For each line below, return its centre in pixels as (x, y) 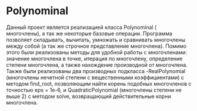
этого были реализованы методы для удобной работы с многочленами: (96, 52)
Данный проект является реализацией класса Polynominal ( (81, 27)
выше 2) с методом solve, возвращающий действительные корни (89, 96)
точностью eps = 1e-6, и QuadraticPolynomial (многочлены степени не (94, 90)
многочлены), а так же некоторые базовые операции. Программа (89, 33)
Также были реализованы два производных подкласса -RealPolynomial (96, 71)
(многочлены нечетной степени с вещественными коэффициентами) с (95, 77)
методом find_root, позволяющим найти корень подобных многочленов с (99, 83)
